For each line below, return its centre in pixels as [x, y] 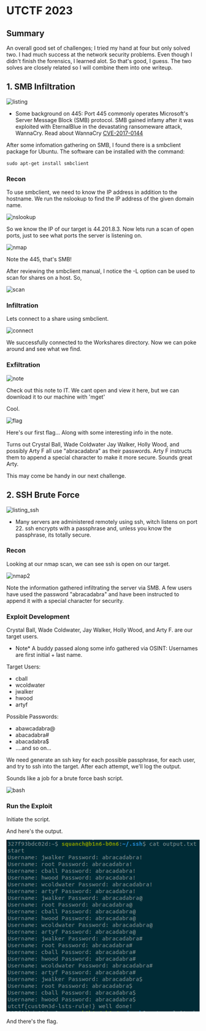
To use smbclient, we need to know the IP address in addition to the [92, 192]
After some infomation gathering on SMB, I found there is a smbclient [93, 145]
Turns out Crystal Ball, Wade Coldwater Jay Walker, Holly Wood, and [93, 444]
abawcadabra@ [35, 729]
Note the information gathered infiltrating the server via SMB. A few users [99, 588]
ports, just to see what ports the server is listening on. [74, 236]
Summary [25, 33]
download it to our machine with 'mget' [56, 397]
